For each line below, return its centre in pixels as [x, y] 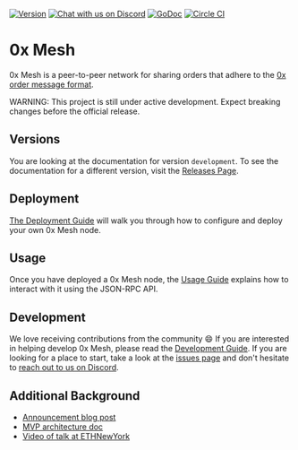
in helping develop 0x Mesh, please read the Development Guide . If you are [149, 349]
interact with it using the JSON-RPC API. [84, 289]
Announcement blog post [69, 417]
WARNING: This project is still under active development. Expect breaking [145, 101]
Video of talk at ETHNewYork [76, 436]
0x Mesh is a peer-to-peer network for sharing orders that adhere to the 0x [148, 74]
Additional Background [75, 396]
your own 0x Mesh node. [55, 229]
